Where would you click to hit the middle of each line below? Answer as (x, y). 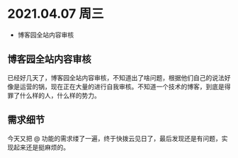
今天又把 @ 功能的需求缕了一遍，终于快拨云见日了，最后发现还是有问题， (114, 138)
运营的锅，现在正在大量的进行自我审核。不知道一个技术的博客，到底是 (122, 86)
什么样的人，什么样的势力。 (60, 95)
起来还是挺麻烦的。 (41, 147)
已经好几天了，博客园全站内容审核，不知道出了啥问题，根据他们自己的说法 (116, 77)
